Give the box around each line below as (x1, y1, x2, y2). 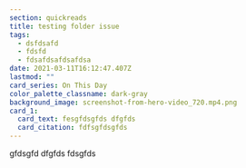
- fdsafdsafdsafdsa (17, 55, 92, 64)
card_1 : (9, 106, 39, 115)
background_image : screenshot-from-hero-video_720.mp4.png (9, 97, 238, 107)
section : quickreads (9, 13, 88, 23)
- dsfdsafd (17, 38, 59, 48)
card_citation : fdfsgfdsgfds (17, 124, 128, 133)
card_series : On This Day (9, 81, 107, 90)
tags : (9, 30, 30, 39)
